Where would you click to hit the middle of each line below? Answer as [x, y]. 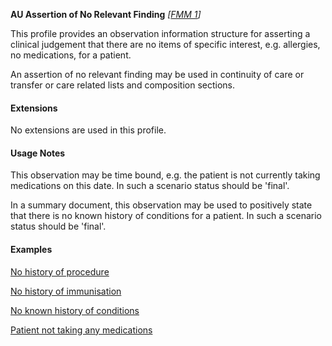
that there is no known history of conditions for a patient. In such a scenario [166, 216]
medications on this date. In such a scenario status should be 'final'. [150, 186]
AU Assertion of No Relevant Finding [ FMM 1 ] [106, 14]
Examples [31, 249]
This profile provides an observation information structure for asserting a [160, 33]
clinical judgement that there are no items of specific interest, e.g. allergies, [165, 44]
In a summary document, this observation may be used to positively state [161, 205]
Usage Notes [38, 153]
